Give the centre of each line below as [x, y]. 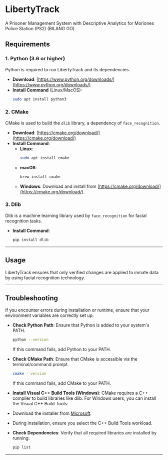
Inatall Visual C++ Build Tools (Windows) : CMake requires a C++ [80, 393]
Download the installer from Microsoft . [52, 413]
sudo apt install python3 [39, 99]
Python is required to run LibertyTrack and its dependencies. [68, 69]
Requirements [27, 44]
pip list [21, 447]
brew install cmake [40, 177]
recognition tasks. [24, 221]
